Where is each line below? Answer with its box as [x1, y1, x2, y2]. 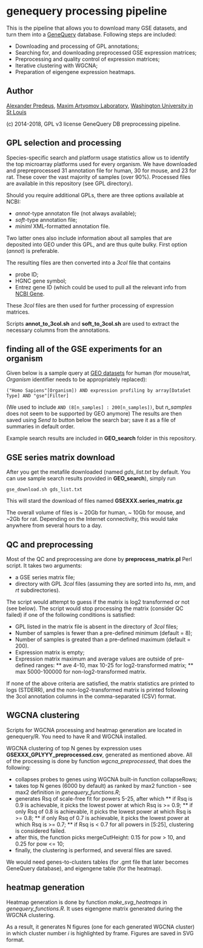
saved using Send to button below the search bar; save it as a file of [6, 417, 176, 424]
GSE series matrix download [6, 452, 115, 462]
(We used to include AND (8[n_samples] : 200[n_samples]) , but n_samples [6, 403, 192, 411]
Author [6, 86, 33, 96]
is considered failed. [15, 827, 66, 835]
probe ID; [15, 271, 39, 278]
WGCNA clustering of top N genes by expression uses [6, 744, 142, 751]
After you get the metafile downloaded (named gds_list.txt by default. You [6, 468, 191, 476]
